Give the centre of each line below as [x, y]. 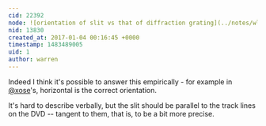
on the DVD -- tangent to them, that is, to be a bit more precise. [112, 113]
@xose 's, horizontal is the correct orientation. [82, 90]
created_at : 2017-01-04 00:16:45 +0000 [74, 37]
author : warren [33, 60]
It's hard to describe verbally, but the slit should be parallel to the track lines [132, 105]
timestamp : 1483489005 [46, 45]
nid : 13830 [26, 30]
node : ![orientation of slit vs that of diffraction [97, 23]
